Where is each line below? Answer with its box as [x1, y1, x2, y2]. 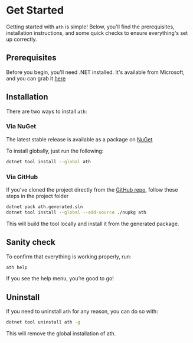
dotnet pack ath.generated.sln [6, 204, 83, 210]
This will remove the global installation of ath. [6, 330, 116, 337]
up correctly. [6, 35, 37, 43]
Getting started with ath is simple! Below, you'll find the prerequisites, [6, 23, 175, 30]
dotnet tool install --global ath [6, 158, 91, 164]
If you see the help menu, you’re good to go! [6, 275, 114, 282]
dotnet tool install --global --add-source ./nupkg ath [6, 209, 146, 215]
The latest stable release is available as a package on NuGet [6, 135, 153, 143]
